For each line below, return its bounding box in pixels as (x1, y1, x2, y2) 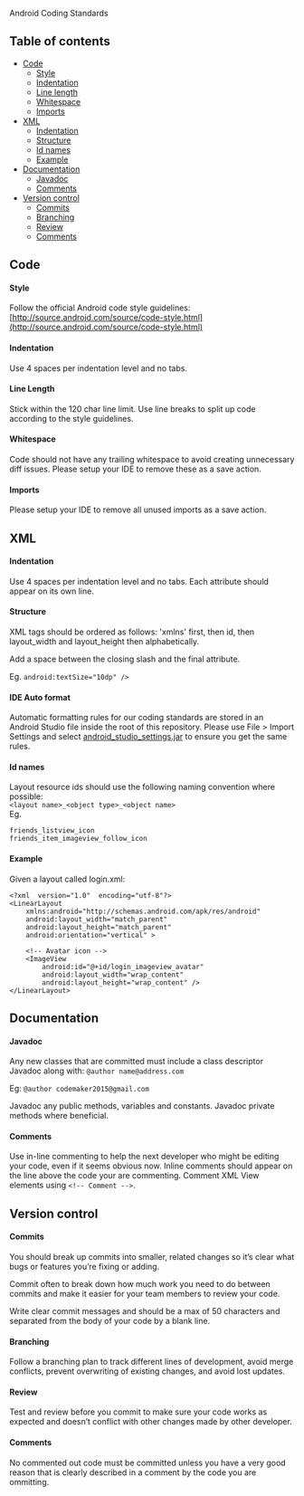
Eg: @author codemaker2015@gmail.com (9, 1083, 149, 1094)
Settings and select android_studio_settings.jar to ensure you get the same (9, 731, 288, 742)
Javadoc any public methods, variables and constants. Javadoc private (9, 1101, 275, 1111)
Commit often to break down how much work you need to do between (9, 1279, 271, 1290)
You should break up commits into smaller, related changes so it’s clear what (9, 1252, 295, 1263)
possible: (9, 791, 43, 802)
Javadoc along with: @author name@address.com (9, 1065, 185, 1076)
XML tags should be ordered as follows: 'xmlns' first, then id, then (9, 626, 255, 637)
